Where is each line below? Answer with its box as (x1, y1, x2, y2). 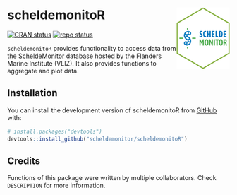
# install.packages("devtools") (7, 128, 102, 135)
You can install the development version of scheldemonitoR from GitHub (7, 106, 217, 114)
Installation (7, 87, 58, 99)
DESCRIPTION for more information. (7, 181, 106, 190)
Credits (7, 155, 41, 167)
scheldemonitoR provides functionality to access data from (7, 44, 176, 52)
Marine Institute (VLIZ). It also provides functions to (7, 59, 157, 67)
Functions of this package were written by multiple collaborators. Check (7, 174, 217, 182)
